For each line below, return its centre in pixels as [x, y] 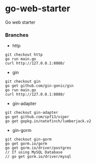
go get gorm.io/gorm [26, 144]
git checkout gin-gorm [28, 139]
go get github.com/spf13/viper [37, 117]
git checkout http [24, 55]
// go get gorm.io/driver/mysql [38, 157]
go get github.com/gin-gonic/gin [39, 86]
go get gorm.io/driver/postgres [38, 148]
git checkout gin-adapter [32, 113]
